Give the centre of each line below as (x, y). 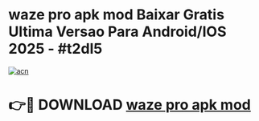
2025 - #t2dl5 (55, 49)
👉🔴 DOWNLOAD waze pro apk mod (129, 105)
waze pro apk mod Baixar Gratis (117, 15)
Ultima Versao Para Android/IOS (117, 32)
